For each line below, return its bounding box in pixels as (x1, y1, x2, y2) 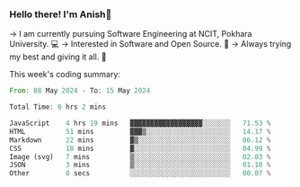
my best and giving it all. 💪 (9, 51, 107, 62)
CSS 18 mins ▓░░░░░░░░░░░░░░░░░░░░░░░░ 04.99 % (9, 144, 271, 153)
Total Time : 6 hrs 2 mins (9, 102, 106, 111)
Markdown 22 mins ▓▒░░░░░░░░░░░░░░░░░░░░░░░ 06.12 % (9, 135, 271, 145)
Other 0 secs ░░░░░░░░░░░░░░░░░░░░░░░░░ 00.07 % (9, 169, 271, 178)
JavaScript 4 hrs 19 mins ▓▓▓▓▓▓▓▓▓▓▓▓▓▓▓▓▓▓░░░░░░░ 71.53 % (9, 119, 271, 129)
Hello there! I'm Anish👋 (9, 8, 112, 21)
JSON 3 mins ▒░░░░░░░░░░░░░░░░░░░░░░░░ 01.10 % (9, 161, 271, 170)
